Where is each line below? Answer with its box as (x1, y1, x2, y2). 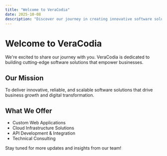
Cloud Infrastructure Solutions (12, 125, 75, 131)
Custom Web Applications (12, 119, 66, 125)
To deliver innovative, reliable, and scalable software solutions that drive (5, 87, 153, 93)
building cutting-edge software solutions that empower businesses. (5, 59, 144, 65)
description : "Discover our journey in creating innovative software (5, 16, 153, 21)
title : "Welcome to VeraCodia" (5, 7, 70, 12)
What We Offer (5, 106, 52, 115)
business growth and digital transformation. (5, 92, 94, 98)
